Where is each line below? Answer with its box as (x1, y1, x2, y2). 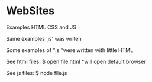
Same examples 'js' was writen (6, 35, 82, 42)
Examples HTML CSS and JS (6, 24, 77, 31)
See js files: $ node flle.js (6, 69, 67, 76)
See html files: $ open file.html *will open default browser (6, 58, 146, 65)
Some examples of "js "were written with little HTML (6, 46, 134, 54)
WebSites (6, 4, 55, 18)
